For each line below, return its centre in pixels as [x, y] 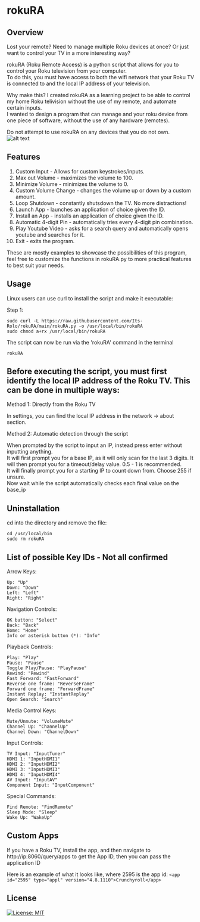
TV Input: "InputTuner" [36, 754]
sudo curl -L [23, 321]
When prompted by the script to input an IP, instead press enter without [94, 445]
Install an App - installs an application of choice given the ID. [90, 216]
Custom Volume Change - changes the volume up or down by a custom [103, 190]
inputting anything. [30, 452]
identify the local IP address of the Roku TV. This [99, 381]
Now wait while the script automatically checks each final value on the [93, 483]
